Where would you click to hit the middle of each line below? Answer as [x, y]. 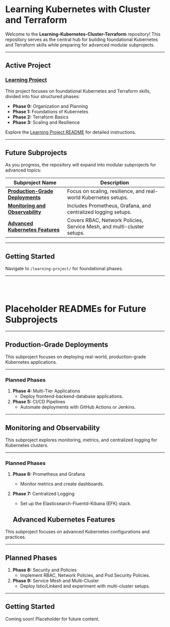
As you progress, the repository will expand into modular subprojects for [81, 165]
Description [115, 183]
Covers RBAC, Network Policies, [105, 220]
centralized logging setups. [99, 212]
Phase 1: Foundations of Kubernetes [50, 111]
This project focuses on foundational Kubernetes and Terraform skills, [78, 91]
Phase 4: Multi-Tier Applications [46, 391]
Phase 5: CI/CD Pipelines [39, 402]
